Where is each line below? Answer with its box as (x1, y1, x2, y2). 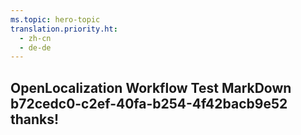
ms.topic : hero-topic (10, 14, 101, 25)
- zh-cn (19, 33, 52, 43)
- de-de (19, 42, 52, 53)
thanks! (10, 111, 60, 128)
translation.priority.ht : (10, 24, 118, 34)
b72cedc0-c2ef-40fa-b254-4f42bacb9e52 (10, 95, 288, 112)
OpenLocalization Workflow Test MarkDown (10, 79, 292, 96)
